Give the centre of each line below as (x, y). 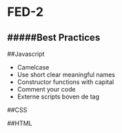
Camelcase (33, 67)
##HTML (20, 123)
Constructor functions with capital (65, 82)
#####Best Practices (54, 38)
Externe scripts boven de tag (58, 96)
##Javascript (26, 54)
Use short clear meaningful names (66, 74)
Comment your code (46, 89)
